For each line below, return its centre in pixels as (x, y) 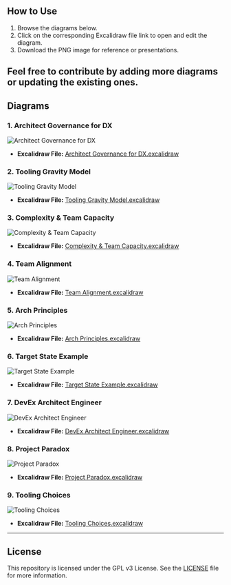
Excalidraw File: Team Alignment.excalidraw (80, 292)
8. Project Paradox (38, 449)
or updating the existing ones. (73, 82)
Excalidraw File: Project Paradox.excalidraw (80, 477)
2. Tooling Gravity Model (49, 172)
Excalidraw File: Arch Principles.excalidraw (79, 339)
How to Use (32, 11)
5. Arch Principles (37, 310)
